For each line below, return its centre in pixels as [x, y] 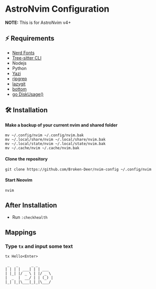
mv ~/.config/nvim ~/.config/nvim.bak [44, 135]
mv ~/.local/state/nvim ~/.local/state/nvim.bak [55, 144]
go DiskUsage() [28, 94]
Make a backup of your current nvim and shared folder [61, 125]
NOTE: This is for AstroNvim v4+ [38, 22]
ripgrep [19, 79]
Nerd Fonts [23, 53]
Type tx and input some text [39, 246]
